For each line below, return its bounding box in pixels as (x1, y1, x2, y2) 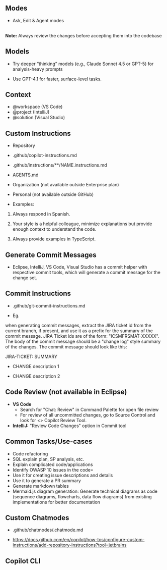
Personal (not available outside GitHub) (12, 191, 94, 197)
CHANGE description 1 (12, 363, 59, 369)
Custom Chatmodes (5, 513, 69, 522)
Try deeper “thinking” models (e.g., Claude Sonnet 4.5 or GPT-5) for (12, 61, 154, 67)
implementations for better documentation (12, 499, 101, 505)
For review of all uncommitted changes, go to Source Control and (20, 411, 155, 418)
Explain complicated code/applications (12, 461, 93, 468)
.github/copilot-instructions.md (12, 152, 77, 159)
